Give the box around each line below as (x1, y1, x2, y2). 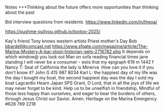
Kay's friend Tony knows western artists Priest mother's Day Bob (5, 38, 137, 44)
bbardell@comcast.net (5, 43, 51, 49)
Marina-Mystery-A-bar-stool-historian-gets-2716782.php (5, 49, 122, 54)
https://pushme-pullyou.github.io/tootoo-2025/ (5, 29, 101, 34)
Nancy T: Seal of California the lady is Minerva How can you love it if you (5, 64, 154, 70)
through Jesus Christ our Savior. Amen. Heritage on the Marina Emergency (5, 96, 157, 102)
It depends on (122, 49, 150, 54)
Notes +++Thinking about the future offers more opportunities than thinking (5, 4, 159, 10)
